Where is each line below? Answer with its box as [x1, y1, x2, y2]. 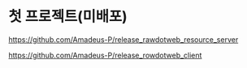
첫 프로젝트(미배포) [8, 7, 128, 26]
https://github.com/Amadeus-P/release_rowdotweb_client [8, 50, 202, 60]
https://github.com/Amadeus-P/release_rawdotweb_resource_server [8, 34, 239, 45]
